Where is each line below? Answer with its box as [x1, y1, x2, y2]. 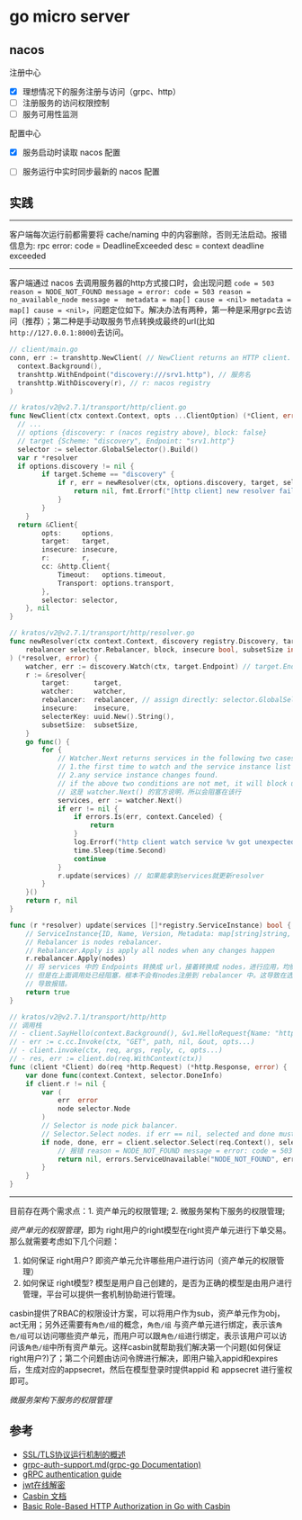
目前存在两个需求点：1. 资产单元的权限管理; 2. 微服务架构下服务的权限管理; [9, 1206, 286, 1216]
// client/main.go [9, 345, 78, 355]
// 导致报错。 [25, 979, 72, 988]
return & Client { [17, 520, 78, 529]
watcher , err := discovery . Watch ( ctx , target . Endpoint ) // [25, 661, 252, 671]
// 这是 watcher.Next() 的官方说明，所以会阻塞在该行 [57, 787, 242, 796]
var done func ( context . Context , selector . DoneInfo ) [25, 1071, 223, 1080]
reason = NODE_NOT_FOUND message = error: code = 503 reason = [9, 288, 252, 297]
